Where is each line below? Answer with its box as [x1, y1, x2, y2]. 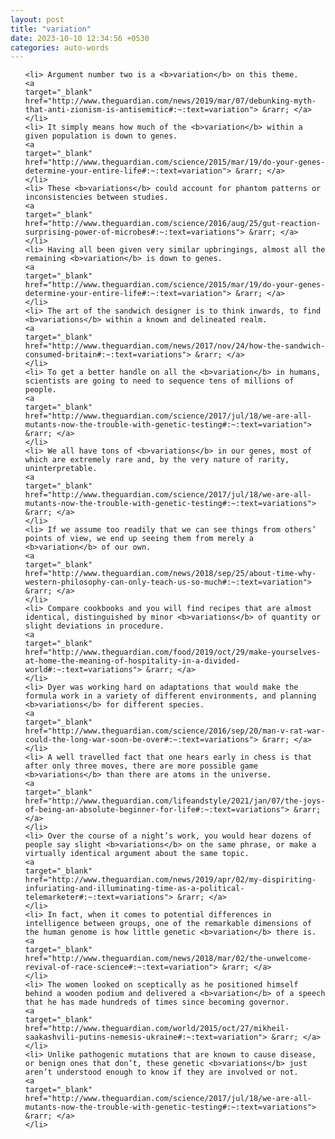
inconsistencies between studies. [24, 192, 169, 203]
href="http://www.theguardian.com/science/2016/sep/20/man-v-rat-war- [24, 726, 326, 736]
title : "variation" [10, 24, 92, 34]
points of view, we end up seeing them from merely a [24, 534, 254, 544]
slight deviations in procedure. [24, 621, 165, 631]
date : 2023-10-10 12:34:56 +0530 [10, 33, 150, 43]
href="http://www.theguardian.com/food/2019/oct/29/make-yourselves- [24, 647, 322, 658]
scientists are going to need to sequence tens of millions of [24, 376, 295, 386]
